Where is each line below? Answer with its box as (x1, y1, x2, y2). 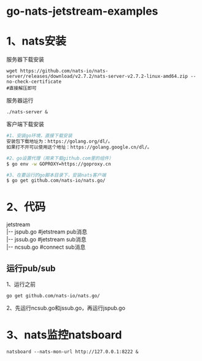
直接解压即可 (9, 85, 37, 91)
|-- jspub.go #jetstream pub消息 (6, 228, 88, 235)
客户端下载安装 (6, 121, 44, 128)
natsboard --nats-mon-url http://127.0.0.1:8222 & (6, 348, 139, 355)
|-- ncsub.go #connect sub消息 (6, 243, 86, 251)
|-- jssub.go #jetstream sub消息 (6, 236, 87, 243)
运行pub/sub (6, 263, 56, 273)
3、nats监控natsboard (6, 328, 122, 342)
